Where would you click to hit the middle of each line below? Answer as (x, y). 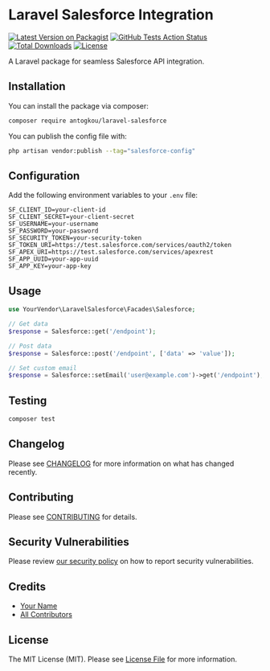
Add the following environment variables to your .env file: (103, 196)
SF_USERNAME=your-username (53, 224)
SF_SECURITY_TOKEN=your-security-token (75, 238)
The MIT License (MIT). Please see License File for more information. (123, 659)
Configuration (44, 176)
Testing (28, 400)
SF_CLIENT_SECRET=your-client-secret (72, 217)
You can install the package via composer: (78, 105)
